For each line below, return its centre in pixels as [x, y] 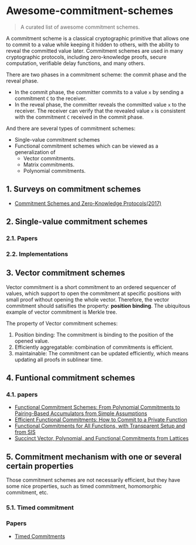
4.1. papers [22, 395]
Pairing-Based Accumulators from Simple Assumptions [81, 413]
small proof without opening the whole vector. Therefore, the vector [88, 299]
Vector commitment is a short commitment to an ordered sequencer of [91, 287]
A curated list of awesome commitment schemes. [80, 27]
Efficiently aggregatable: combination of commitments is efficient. [94, 347]
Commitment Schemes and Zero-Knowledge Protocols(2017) [88, 203]
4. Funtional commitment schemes [71, 378]
